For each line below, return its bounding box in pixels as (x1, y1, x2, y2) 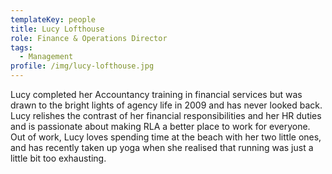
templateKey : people (10, 14, 97, 25)
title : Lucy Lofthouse (10, 24, 105, 34)
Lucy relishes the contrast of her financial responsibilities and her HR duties (10, 110, 322, 121)
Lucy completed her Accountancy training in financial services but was (10, 89, 303, 100)
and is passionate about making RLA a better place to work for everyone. (10, 121, 311, 132)
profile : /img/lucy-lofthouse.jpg (10, 61, 155, 71)
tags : (10, 42, 33, 53)
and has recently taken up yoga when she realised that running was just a (10, 142, 314, 153)
